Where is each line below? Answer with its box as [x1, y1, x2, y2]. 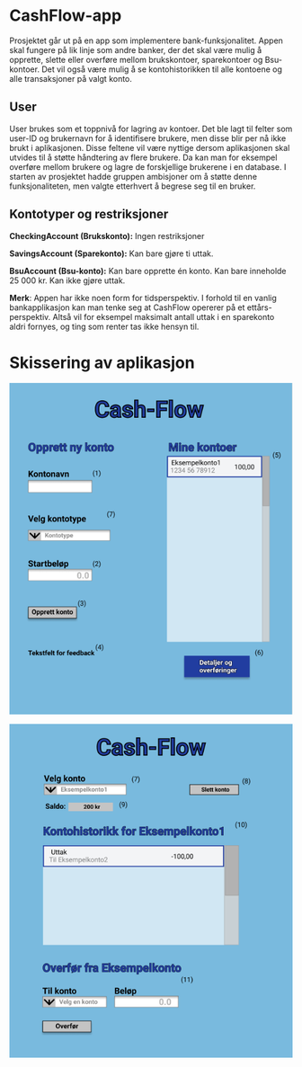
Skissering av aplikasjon [9, 352, 195, 373]
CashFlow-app [9, 5, 122, 26]
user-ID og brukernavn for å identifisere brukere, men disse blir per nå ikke [9, 132, 287, 144]
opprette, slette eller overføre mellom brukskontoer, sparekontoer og [9, 54, 263, 65]
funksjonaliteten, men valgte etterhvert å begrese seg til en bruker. [9, 181, 256, 191]
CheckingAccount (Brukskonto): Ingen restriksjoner [9, 230, 205, 241]
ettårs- [246, 302, 272, 313]
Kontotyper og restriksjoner [9, 207, 169, 222]
